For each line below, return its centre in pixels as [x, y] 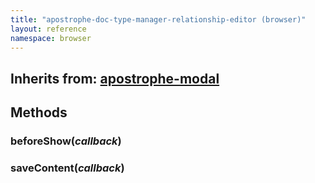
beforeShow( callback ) [66, 141]
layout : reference [48, 29]
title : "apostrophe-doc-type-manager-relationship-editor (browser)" [158, 19]
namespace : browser [51, 38]
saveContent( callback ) [67, 168]
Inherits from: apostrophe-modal [115, 78]
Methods [39, 112]
